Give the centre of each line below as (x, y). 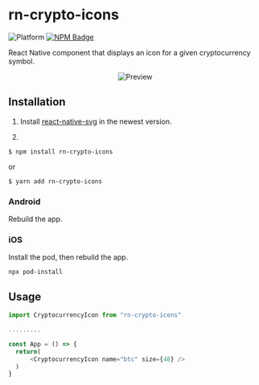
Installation (37, 102)
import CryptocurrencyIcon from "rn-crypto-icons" (95, 315)
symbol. (21, 61)
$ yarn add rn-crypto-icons (55, 181)
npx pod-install (35, 272)
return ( (29, 351)
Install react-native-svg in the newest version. (96, 121)
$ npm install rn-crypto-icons (61, 152)
